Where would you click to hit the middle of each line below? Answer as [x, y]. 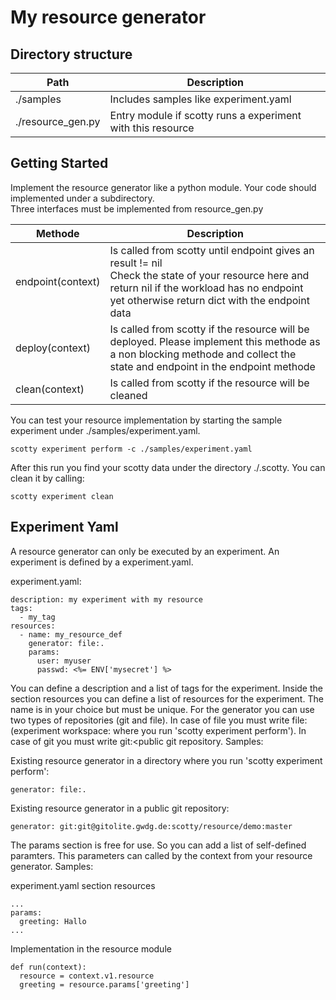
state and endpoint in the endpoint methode [212, 366]
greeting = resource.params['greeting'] [104, 984]
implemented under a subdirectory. [82, 198]
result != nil [136, 263]
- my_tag [37, 617]
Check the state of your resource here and [209, 275]
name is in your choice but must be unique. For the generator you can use [162, 709]
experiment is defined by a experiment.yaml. [102, 562]
